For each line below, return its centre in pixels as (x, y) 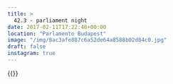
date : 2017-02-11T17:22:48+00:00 (57, 27)
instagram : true (31, 54)
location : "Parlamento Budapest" (57, 34)
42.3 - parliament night (51, 20)
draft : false (27, 47)
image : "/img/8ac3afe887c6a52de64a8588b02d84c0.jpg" (87, 40)
